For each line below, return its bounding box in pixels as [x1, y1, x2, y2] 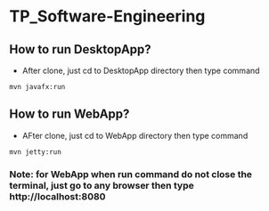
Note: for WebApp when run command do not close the [9, 167, 252, 180]
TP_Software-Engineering [9, 6, 206, 27]
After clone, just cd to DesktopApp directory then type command [21, 65, 260, 76]
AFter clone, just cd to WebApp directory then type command [21, 130, 249, 141]
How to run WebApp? [9, 107, 130, 122]
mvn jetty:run [9, 147, 62, 157]
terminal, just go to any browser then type [9, 179, 194, 191]
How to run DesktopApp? [9, 42, 151, 57]
